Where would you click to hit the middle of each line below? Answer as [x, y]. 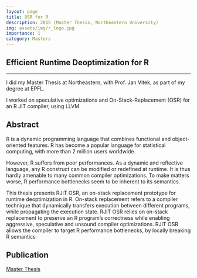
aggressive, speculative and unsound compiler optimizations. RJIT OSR [92, 224]
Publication [27, 255]
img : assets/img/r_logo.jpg [40, 28]
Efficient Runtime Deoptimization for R [78, 63]
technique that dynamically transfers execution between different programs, [98, 205]
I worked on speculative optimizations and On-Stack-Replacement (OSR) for [98, 100]
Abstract [23, 125]
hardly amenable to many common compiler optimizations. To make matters [98, 175]
